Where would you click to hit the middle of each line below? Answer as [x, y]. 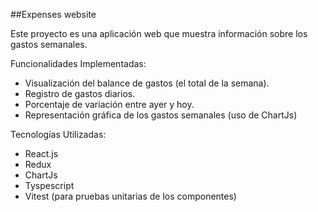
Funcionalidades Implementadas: [78, 63]
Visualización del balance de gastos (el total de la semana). [147, 83]
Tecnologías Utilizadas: [58, 134]
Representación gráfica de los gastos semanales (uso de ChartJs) [161, 115]
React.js [41, 153]
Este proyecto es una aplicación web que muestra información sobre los [159, 33]
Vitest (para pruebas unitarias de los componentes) [130, 196]
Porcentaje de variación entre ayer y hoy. [109, 104]
